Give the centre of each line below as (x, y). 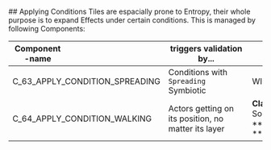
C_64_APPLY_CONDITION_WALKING (82, 119)
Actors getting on (201, 108)
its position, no (196, 119)
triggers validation (206, 48)
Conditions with (198, 72)
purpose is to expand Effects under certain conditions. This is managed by (132, 20)
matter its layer (196, 129)
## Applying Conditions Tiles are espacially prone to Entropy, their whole (129, 11)
